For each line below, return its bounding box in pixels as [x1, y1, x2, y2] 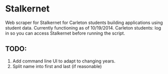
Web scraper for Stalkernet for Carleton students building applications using [5, 19, 163, 25]
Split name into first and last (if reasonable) [12, 63, 102, 69]
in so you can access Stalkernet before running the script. [5, 30, 125, 36]
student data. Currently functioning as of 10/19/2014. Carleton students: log [5, 24, 161, 30]
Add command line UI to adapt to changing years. [12, 58, 116, 64]
